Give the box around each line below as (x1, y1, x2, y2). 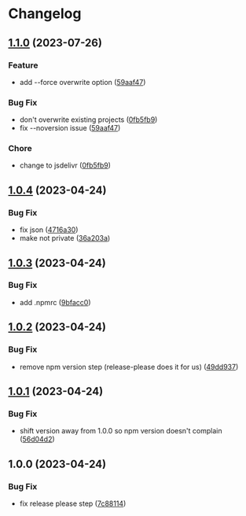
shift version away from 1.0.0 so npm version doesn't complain (19, 426, 222, 436)
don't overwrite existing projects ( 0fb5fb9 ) (19, 115, 158, 124)
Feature (8, 60, 39, 71)
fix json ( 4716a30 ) (19, 225, 79, 234)
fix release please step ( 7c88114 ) (19, 499, 127, 508)
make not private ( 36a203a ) (19, 234, 111, 243)
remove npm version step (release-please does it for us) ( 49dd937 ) (19, 362, 239, 371)
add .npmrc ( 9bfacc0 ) (19, 297, 91, 307)
